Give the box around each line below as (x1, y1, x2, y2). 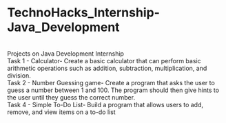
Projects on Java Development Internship (7, 49, 124, 58)
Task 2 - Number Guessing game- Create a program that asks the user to (7, 78, 215, 87)
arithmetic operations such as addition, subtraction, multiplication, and (7, 64, 207, 72)
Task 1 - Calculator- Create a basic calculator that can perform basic (7, 56, 201, 65)
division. (7, 71, 31, 80)
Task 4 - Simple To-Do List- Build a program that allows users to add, (7, 100, 204, 109)
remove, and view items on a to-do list (7, 108, 116, 116)
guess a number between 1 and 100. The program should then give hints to (7, 86, 219, 94)
